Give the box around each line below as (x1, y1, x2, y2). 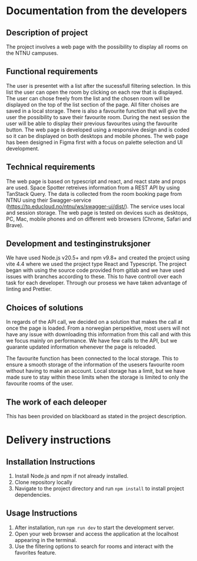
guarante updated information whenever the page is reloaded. (6, 343, 157, 350)
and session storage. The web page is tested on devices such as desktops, (6, 209, 188, 216)
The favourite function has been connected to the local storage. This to (6, 355, 179, 362)
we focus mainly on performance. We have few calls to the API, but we (6, 337, 178, 345)
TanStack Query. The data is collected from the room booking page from (6, 190, 182, 197)
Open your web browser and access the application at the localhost (14, 530, 179, 537)
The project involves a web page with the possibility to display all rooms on (6, 43, 188, 50)
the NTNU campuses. (6, 50, 59, 57)
